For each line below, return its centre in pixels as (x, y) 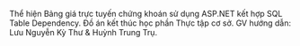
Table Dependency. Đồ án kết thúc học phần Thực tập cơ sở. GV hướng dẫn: (150, 23)
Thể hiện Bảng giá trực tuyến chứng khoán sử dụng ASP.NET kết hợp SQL (146, 14)
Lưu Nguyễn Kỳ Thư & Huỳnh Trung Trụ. (84, 32)
